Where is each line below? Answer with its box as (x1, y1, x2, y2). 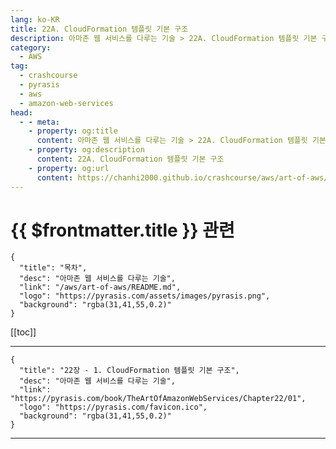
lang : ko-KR (10, 14, 60, 25)
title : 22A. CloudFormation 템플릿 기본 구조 (10, 24, 189, 34)
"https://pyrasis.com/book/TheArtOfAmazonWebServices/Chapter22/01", (10, 394, 307, 404)
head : (10, 107, 33, 118)
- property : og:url (28, 163, 110, 173)
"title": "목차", (19, 263, 88, 273)
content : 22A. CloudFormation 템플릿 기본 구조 (36, 154, 225, 164)
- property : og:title (28, 126, 118, 136)
